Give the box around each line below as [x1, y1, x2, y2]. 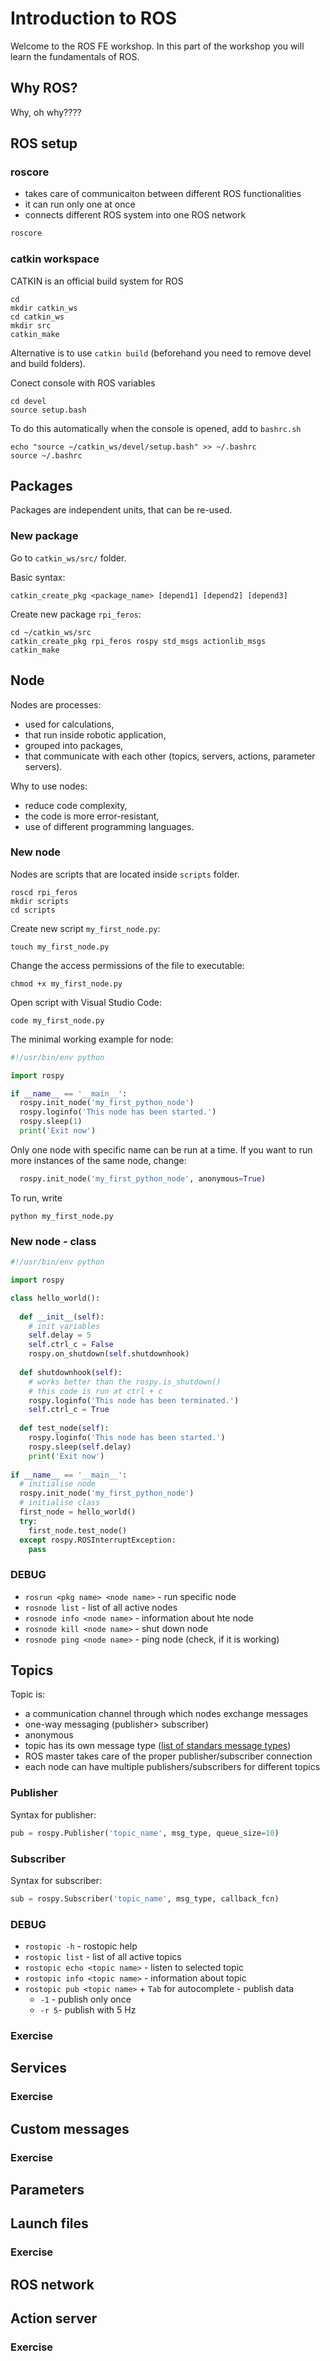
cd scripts [10, 905, 56, 915]
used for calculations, [24, 718, 115, 730]
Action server [10, 2310, 98, 2327]
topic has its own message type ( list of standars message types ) [24, 1740, 292, 1752]
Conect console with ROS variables [10, 377, 156, 389]
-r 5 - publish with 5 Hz [39, 2004, 137, 2016]
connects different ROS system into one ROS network [24, 209, 247, 221]
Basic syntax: [10, 571, 66, 583]
